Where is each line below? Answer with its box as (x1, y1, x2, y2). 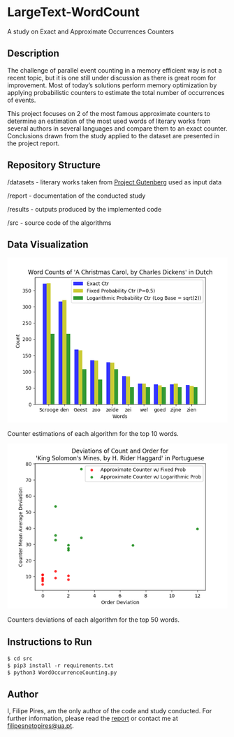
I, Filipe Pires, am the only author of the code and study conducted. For (7, 707, 212, 715)
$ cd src (7, 655, 33, 662)
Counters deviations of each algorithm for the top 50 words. (7, 615, 180, 624)
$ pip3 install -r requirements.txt (7, 662, 114, 669)
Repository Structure (7, 159, 101, 171)
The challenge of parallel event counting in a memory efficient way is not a (7, 66, 222, 74)
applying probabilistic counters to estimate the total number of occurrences (7, 88, 225, 96)
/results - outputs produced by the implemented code (7, 205, 162, 213)
